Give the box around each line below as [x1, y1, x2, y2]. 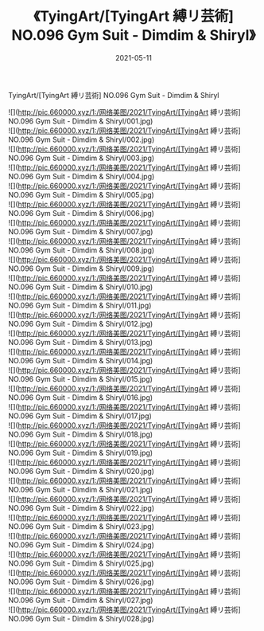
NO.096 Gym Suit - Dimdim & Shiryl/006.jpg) [8, 208, 155, 218]
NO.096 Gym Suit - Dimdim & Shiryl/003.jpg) [8, 153, 155, 163]
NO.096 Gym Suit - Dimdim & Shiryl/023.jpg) [8, 521, 155, 531]
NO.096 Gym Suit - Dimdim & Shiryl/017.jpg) [8, 411, 153, 421]
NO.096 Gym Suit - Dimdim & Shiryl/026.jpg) [8, 577, 155, 586]
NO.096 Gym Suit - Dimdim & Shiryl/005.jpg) [8, 190, 155, 199]
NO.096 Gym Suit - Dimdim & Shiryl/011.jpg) [8, 300, 152, 310]
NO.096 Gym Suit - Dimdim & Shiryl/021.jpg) [8, 484, 153, 494]
